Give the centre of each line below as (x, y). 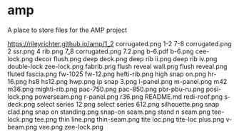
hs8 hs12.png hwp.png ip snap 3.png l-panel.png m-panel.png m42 (128, 81)
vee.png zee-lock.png (71, 127)
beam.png (22, 127)
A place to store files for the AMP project (67, 30)
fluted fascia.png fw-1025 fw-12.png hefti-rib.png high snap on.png (107, 74)
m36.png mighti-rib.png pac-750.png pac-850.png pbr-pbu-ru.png (106, 89)
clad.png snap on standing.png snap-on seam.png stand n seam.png (109, 112)
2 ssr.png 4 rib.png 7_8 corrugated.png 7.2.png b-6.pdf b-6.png (101, 51)
